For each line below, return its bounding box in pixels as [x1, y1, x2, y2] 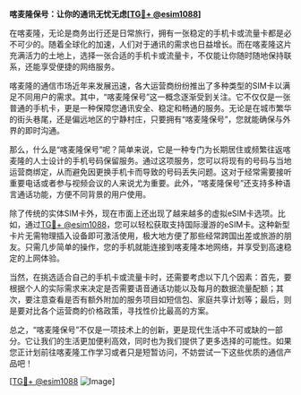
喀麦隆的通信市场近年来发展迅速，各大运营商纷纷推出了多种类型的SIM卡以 [9, 81, 283, 90]
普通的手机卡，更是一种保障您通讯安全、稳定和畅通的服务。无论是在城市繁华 [9, 103, 292, 113]
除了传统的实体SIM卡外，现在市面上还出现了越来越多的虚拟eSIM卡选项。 [9, 208, 278, 219]
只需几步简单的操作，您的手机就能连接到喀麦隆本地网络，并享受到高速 [24, 242, 284, 252]
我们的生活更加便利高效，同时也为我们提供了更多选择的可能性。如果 [39, 336, 292, 346]
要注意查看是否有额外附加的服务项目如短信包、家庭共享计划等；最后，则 [24, 295, 292, 305]
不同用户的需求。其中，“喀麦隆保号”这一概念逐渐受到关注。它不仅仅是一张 [16, 91, 291, 102]
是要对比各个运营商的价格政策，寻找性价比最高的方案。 [9, 305, 213, 316]
